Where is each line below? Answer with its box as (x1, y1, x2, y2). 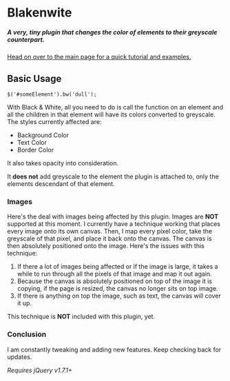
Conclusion (7, 329, 47, 339)
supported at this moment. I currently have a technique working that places (7, 220, 220, 228)
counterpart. (7, 35, 45, 43)
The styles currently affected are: (7, 117, 102, 125)
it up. (17, 299, 32, 307)
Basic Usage (7, 72, 62, 84)
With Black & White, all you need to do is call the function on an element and (7, 103, 224, 111)
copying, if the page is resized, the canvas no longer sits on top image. (17, 285, 218, 293)
